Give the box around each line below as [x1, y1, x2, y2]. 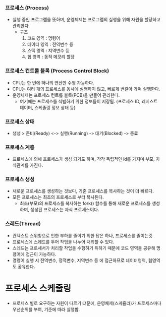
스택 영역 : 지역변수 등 [27, 48, 70, 54]
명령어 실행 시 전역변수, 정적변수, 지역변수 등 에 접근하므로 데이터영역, [12, 257, 147, 263]
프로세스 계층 [5, 144, 35, 151]
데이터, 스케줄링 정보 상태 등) [19, 104, 76, 110]
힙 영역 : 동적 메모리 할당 [27, 54, 75, 60]
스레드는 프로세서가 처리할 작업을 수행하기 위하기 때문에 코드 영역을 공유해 [12, 245, 156, 251]
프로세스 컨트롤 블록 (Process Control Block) [5, 67, 110, 74]
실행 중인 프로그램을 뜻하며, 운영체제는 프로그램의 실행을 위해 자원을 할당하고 [12, 16, 161, 23]
